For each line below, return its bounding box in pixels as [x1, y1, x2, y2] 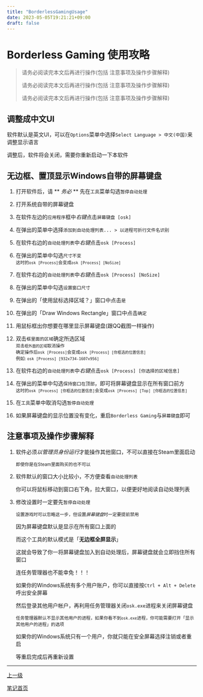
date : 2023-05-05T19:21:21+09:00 [7, 14, 91, 20]
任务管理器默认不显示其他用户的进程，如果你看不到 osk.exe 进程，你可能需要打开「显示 [15, 615, 195, 621]
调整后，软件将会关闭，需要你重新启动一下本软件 [7, 151, 128, 158]
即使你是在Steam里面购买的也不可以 [15, 461, 91, 467]
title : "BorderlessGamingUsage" [7, 8, 88, 15]
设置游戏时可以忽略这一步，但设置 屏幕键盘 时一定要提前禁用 [15, 511, 139, 517]
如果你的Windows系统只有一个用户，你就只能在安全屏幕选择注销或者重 [15, 633, 192, 640]
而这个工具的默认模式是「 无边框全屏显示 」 [15, 536, 122, 543]
